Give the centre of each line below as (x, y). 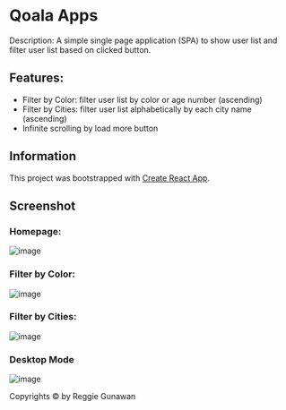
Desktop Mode (42, 359)
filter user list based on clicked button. (80, 49)
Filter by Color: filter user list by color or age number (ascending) (142, 99)
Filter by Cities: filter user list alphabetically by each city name (137, 109)
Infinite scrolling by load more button (90, 128)
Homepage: (35, 231)
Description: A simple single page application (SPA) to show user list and (143, 40)
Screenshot (43, 205)
